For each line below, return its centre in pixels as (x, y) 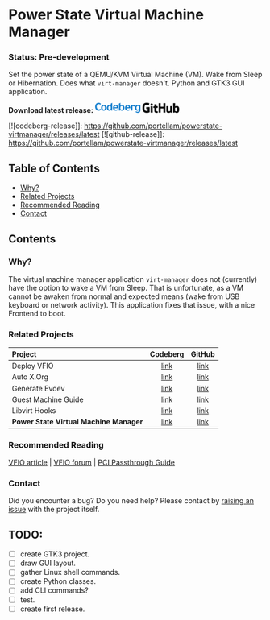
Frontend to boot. (37, 313)
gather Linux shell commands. (70, 572)
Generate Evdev (38, 388)
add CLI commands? (54, 590)
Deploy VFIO (33, 366)
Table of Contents (54, 168)
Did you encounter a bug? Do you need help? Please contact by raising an (131, 501)
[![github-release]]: (133, 134)
